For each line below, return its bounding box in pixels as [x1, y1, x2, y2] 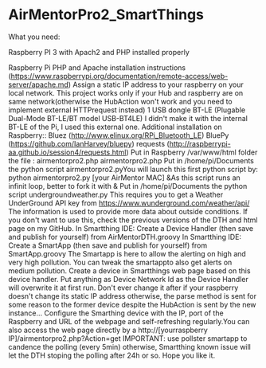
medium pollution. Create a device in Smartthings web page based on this [8, 265, 251, 276]
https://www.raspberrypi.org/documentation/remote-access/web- [10, 71, 229, 80]
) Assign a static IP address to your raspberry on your [68, 80, 244, 89]
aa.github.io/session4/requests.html [8, 147, 127, 157]
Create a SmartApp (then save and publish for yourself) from [8, 241, 208, 250]
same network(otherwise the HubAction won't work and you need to [8, 96, 233, 106]
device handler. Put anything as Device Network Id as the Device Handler [8, 274, 248, 284]
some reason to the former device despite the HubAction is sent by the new [8, 299, 256, 309]
